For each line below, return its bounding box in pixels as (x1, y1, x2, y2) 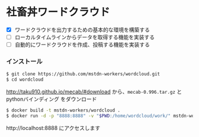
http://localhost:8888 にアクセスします (6, 124, 101, 131)
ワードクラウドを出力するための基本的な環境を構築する (14, 26, 150, 33)
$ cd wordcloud (6, 77, 44, 83)
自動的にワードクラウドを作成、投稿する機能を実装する (14, 41, 150, 48)
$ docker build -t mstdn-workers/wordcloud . (6, 107, 120, 113)
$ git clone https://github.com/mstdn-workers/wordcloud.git (6, 71, 161, 77)
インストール (6, 58, 43, 66)
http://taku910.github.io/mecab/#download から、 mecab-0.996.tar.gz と (6, 88, 182, 95)
